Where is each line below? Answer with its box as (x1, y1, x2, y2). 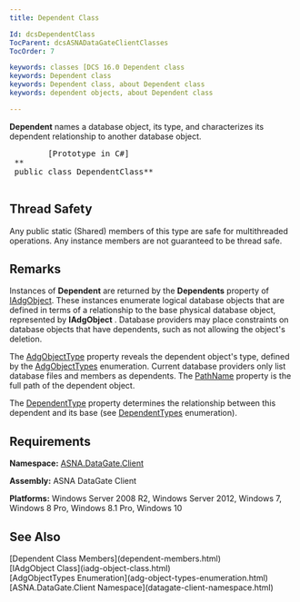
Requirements (9, 433, 91, 449)
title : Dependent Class (9, 13, 100, 23)
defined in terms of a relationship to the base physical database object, (9, 305, 276, 316)
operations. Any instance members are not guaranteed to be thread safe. (9, 235, 283, 246)
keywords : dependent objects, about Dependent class (9, 88, 214, 97)
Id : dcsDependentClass (9, 29, 95, 39)
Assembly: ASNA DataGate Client (9, 476, 137, 487)
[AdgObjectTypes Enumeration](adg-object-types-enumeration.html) (9, 573, 268, 583)
